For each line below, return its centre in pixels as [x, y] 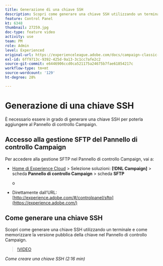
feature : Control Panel [29, 18]
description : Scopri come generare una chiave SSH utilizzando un [73, 14]
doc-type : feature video [30, 32]
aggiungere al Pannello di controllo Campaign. [51, 124]
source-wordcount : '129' [30, 73]
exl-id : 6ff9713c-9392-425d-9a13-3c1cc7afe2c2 [53, 59]
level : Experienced [25, 50]
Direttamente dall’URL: [34, 192]
